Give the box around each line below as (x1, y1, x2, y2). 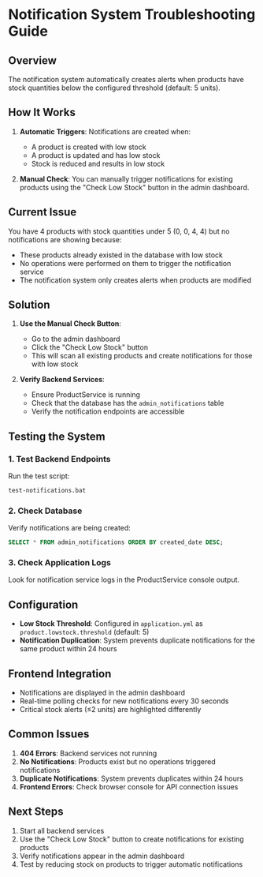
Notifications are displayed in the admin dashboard (19, 688, 186, 698)
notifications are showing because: (8, 234, 122, 244)
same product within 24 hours (19, 644, 117, 654)
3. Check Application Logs (8, 557, 112, 568)
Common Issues (8, 728, 90, 741)
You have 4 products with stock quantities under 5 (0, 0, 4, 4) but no (8, 227, 230, 236)
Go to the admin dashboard (31, 334, 120, 344)
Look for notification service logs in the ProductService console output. (8, 575, 240, 585)
